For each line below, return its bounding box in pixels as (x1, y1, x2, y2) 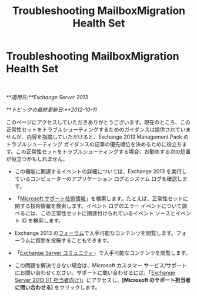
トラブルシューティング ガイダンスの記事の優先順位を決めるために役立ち (6, 140, 182, 147)
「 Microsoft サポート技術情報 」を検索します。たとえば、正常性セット (14, 195, 183, 202)
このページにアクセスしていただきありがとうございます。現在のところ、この (6, 119, 191, 126)
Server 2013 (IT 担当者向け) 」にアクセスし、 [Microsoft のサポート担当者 (14, 276, 191, 283)
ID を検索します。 (21, 217, 64, 224)
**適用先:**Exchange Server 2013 (6, 93, 88, 100)
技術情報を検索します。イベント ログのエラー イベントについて (30, 202, 182, 209)
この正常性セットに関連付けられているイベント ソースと (40, 210, 176, 217)
